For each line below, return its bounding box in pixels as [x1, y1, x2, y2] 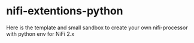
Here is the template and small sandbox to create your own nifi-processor [6, 24, 188, 31]
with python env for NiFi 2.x [6, 30, 75, 37]
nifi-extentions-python [6, 4, 123, 18]
